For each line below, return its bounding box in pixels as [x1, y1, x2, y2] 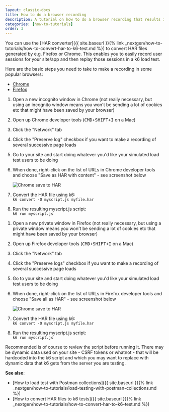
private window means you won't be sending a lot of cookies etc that [12, 225, 156, 232]
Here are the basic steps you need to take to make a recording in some [5, 66, 152, 72]
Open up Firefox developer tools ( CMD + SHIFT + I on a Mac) [12, 241, 134, 247]
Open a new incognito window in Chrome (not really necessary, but [12, 97, 152, 103]
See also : [5, 370, 25, 376]
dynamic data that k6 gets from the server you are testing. [5, 360, 126, 367]
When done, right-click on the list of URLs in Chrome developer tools [12, 167, 155, 173]
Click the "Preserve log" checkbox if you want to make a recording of [12, 136, 156, 143]
